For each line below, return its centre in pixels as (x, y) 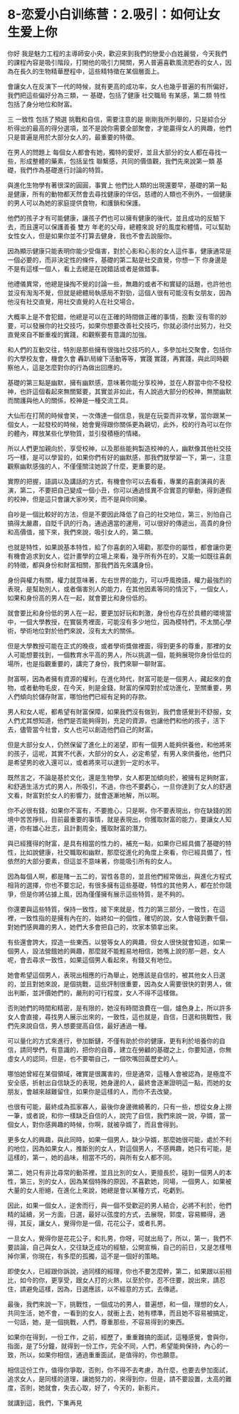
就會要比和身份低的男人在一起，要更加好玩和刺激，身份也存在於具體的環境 (116, 613)
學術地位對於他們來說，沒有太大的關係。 (79, 631)
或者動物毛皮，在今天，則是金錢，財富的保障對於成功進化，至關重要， (122, 687)
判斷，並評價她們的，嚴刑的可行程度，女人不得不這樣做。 (97, 993)
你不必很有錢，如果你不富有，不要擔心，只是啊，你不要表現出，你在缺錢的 (116, 810)
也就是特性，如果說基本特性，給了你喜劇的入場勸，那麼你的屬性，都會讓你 (116, 547)
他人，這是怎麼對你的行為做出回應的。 (69, 367)
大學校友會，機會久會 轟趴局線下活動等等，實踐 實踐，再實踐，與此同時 (118, 358)
